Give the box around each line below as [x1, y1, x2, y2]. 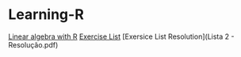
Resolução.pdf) [8, 40, 59, 49]
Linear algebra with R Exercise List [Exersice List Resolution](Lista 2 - [8, 32, 235, 41]
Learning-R [8, 6, 85, 24]
